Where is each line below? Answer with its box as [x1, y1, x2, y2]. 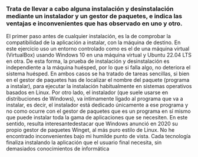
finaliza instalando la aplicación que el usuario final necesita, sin [6, 139, 162, 146]
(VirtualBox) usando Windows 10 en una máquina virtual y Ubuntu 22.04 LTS [6, 52, 192, 59]
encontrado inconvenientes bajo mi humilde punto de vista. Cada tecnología [6, 133, 191, 140]
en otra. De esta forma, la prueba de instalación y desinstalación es [6, 58, 170, 65]
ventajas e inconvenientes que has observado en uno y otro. [6, 19, 183, 28]
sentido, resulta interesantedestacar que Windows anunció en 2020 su [6, 120, 179, 128]
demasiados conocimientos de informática [6, 145, 110, 152]
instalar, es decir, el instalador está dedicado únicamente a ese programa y [6, 102, 189, 109]
